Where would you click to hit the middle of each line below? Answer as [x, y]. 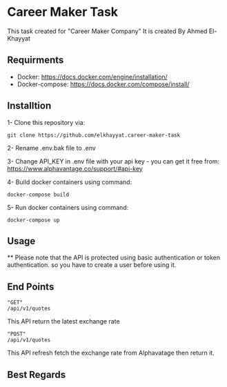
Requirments [36, 60]
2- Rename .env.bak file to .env [52, 148]
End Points [31, 287]
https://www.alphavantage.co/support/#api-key [75, 168]
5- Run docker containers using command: [68, 207]
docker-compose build [38, 195]
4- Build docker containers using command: [70, 182]
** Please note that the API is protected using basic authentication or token [114, 258]
